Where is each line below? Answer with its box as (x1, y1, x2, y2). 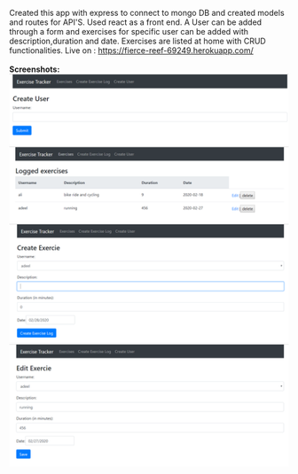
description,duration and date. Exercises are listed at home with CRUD (9, 35, 266, 46)
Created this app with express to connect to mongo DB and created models (9, 8, 286, 18)
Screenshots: (9, 64, 60, 74)
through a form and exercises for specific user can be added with (9, 27, 249, 36)
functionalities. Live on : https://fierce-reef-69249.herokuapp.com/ (9, 45, 255, 56)
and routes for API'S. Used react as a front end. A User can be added (9, 17, 263, 27)
